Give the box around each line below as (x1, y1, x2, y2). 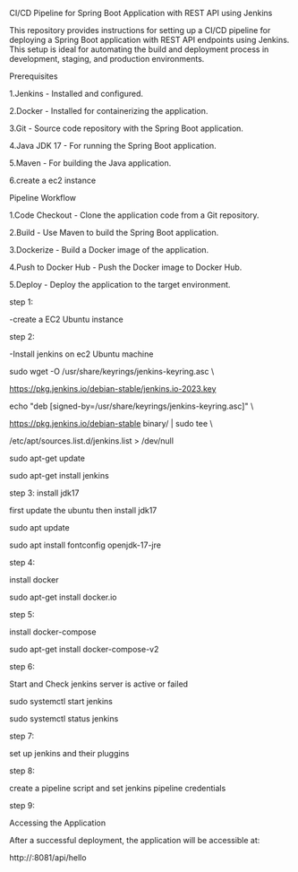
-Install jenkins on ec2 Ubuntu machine (9, 349, 154, 359)
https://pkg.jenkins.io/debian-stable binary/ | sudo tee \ (9, 419, 213, 428)
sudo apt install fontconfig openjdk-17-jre (9, 540, 161, 550)
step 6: (9, 661, 36, 671)
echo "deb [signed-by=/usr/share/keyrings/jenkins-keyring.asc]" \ (9, 401, 254, 411)
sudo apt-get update (9, 453, 85, 463)
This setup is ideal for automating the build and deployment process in (9, 44, 269, 55)
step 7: (9, 730, 34, 741)
